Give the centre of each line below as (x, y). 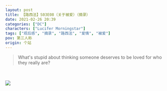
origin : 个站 (18, 43)
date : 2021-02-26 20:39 (31, 19)
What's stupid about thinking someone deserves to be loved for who (90, 57)
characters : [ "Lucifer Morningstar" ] (45, 29)
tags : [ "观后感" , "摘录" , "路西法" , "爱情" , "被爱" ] (58, 33)
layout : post (19, 10)
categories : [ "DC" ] (26, 24)
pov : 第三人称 (19, 38)
